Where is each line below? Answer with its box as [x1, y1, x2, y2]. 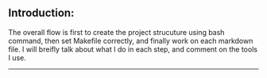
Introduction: [8, 6, 75, 20]
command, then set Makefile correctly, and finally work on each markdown [8, 36, 253, 45]
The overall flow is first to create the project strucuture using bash [8, 27, 225, 37]
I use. [8, 53, 26, 62]
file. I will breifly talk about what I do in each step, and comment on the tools [8, 44, 258, 54]
